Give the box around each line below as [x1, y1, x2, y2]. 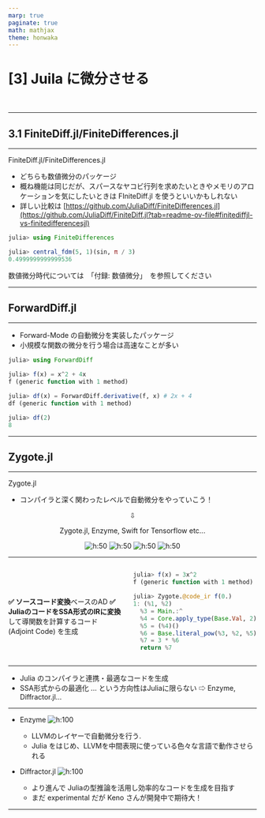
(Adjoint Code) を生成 [8, 627, 79, 636]
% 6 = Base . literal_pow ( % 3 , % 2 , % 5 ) [140, 629, 257, 637]
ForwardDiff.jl [8, 302, 77, 315]
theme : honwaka [8, 33, 58, 42]
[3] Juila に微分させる [8, 70, 150, 88]
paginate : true [8, 19, 58, 27]
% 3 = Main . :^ [140, 607, 183, 615]
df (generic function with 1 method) [8, 400, 132, 407]
